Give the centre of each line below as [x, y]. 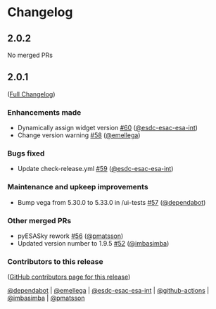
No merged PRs [30, 55]
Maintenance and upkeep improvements [78, 187]
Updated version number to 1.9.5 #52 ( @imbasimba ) [93, 243]
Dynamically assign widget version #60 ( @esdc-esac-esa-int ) [108, 128]
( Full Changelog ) [31, 94]
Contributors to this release [55, 261]
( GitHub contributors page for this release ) [69, 277]
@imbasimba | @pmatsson [46, 298]
